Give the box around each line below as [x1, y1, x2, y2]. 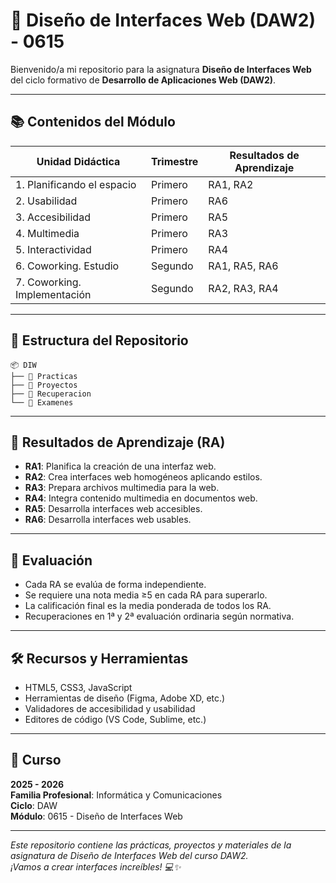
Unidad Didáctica [36, 154, 121, 168]
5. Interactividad [15, 242, 92, 256]
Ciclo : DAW [10, 799, 58, 811]
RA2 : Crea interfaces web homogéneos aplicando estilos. [24, 471, 263, 483]
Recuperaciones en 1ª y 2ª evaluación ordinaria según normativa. [24, 610, 295, 623]
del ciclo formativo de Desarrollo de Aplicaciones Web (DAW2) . [10, 74, 277, 86]
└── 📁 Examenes [10, 397, 74, 408]
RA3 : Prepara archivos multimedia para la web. [24, 482, 220, 494]
